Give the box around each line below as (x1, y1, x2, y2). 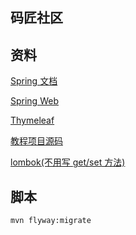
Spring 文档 (10, 75, 58, 87)
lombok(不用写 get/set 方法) (10, 156, 126, 168)
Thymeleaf (10, 114, 55, 127)
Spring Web (10, 95, 59, 107)
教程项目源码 (10, 135, 63, 147)
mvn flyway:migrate (10, 216, 92, 226)
